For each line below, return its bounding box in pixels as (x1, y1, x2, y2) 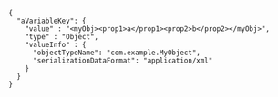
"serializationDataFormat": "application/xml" (32, 56, 213, 65)
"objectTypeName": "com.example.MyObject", (32, 48, 201, 57)
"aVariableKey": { (16, 16, 88, 25)
